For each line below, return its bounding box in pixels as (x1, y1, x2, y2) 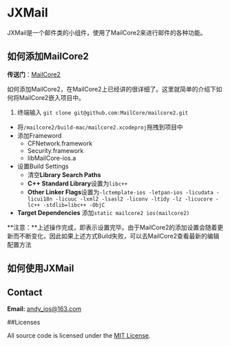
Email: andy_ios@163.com (7, 305, 82, 313)
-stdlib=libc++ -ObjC (43, 201, 105, 208)
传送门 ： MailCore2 (7, 70, 61, 79)
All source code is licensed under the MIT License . (7, 331, 151, 339)
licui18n (27, 195, 53, 203)
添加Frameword (17, 131, 62, 139)
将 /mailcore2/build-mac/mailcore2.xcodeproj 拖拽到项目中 (17, 123, 184, 131)
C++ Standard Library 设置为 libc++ (27, 179, 128, 187)
